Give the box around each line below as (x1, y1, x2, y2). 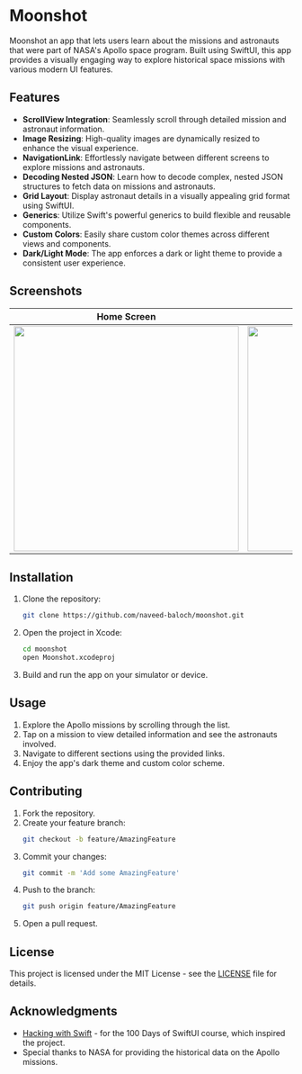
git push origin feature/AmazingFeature (22, 902, 176, 911)
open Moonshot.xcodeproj (22, 654, 116, 663)
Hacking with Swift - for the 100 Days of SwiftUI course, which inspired (22, 1027, 286, 1038)
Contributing (9, 784, 83, 799)
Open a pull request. (22, 918, 99, 929)
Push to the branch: (22, 884, 96, 896)
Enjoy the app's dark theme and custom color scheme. (22, 757, 226, 768)
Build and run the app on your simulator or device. (22, 670, 209, 680)
